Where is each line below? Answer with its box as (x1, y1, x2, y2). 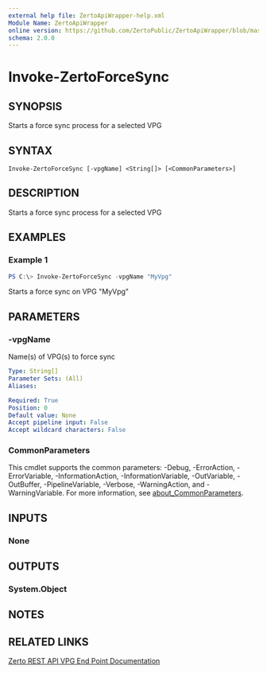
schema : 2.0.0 (8, 33, 56, 42)
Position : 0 (8, 403, 48, 412)
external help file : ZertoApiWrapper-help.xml (8, 11, 165, 20)
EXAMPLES (8, 231, 66, 244)
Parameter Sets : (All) (8, 375, 83, 383)
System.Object (8, 584, 68, 595)
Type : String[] (8, 368, 59, 375)
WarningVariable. (8, 488, 65, 498)
